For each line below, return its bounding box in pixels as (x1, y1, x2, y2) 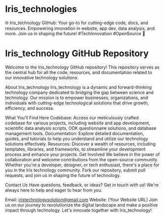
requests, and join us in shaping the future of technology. (5, 172, 121, 178)
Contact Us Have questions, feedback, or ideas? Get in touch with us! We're (5, 182, 159, 188)
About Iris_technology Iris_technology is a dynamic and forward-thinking (5, 84, 152, 90)
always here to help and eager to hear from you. (5, 187, 103, 193)
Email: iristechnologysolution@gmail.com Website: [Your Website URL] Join (5, 196, 158, 203)
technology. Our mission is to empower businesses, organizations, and (5, 95, 148, 101)
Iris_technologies (5, 3, 77, 15)
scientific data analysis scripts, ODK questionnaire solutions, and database (5, 125, 156, 131)
